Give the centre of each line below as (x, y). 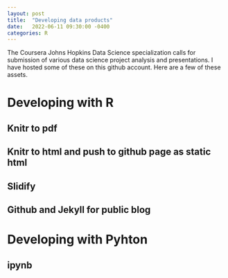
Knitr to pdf (32, 128)
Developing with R (61, 103)
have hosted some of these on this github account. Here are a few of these (114, 67)
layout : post (26, 14)
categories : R (28, 33)
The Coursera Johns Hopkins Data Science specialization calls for (102, 53)
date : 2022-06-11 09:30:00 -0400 (59, 26)
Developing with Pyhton (77, 240)
